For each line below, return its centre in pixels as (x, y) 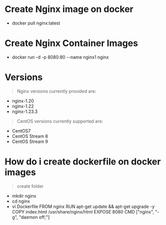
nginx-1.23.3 (25, 111)
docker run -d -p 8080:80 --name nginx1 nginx (60, 57)
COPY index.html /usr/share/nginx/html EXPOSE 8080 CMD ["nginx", (83, 211)
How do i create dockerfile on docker (83, 161)
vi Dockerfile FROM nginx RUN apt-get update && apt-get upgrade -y (83, 206)
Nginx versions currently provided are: (56, 91)
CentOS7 (21, 130)
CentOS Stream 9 (30, 141)
